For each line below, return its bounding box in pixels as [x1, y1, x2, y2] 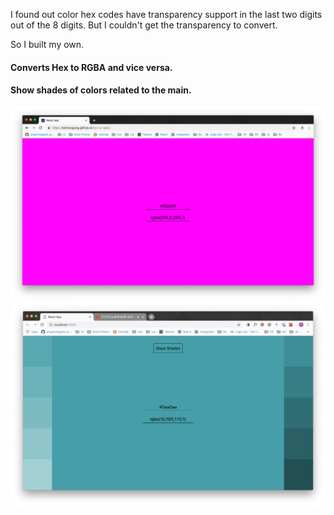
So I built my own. [10, 39, 85, 50]
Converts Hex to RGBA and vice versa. [10, 61, 173, 73]
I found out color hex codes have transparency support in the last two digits [10, 9, 323, 20]
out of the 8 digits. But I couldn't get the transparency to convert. [10, 19, 278, 31]
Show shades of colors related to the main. [10, 84, 192, 96]
